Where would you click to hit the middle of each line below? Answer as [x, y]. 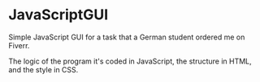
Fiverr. [19, 45]
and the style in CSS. [43, 69]
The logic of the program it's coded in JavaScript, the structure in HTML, [130, 61]
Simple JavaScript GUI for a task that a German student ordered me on [127, 37]
